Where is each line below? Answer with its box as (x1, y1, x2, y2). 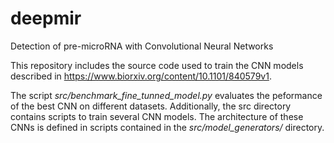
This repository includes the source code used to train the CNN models (10, 59, 304, 71)
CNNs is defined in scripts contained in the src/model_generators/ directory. (10, 121, 325, 133)
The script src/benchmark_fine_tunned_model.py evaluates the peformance (10, 89, 323, 101)
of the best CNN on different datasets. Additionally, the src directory (10, 100, 292, 112)
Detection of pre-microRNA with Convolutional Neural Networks (10, 40, 274, 52)
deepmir (10, 7, 82, 30)
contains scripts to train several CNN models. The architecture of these (10, 110, 304, 122)
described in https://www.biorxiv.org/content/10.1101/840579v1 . (10, 70, 272, 82)
